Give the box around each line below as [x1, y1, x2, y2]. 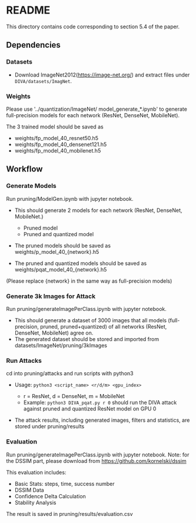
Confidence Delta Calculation [14, 492, 87, 499]
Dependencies [6, 40, 61, 50]
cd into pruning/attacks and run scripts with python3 [6, 370, 134, 377]
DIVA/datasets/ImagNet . [14, 77, 72, 84]
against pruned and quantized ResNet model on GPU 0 [23, 405, 157, 412]
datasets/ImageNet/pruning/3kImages [14, 342, 108, 349]
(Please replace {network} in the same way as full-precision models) [6, 277, 172, 284]
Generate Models [6, 182, 57, 190]
